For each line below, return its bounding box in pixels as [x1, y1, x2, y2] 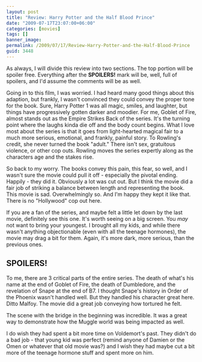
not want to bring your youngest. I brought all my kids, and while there [6, 221, 181, 229]
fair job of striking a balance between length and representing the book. [6, 184, 185, 191]
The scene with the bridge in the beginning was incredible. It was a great [6, 311, 188, 319]
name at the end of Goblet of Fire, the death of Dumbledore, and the [6, 281, 176, 288]
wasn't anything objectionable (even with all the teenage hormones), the [6, 227, 186, 235]
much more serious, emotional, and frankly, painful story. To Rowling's [6, 134, 181, 141]
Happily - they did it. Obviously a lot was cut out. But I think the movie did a [6, 177, 193, 185]
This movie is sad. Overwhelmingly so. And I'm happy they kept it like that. [6, 191, 191, 198]
